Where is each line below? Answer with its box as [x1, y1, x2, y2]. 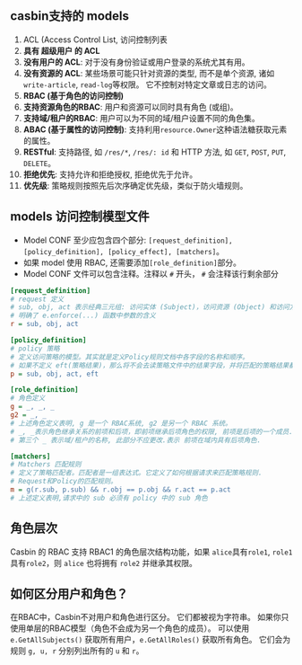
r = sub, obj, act [10, 320, 79, 329]
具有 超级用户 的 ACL [22, 45, 100, 56]
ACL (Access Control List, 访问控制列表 [22, 34, 168, 45]
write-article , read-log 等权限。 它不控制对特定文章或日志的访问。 [22, 79, 272, 90]
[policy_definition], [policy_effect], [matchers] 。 [22, 245, 225, 256]
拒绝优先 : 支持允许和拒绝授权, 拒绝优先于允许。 [22, 169, 198, 180]
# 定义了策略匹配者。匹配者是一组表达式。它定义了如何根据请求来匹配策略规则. [10, 468, 263, 478]
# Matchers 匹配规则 [10, 460, 82, 469]
